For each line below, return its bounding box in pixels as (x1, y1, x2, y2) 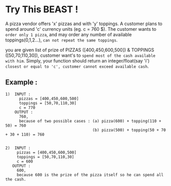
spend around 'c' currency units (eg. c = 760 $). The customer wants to (5, 26, 157, 32)
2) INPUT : (5, 145, 31, 151)
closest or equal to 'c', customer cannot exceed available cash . (5, 63, 149, 69)
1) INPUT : (5, 91, 31, 97)
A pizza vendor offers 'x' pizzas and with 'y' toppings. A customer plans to (5, 20, 163, 27)
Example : (5, 78, 37, 87)
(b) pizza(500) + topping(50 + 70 (92, 127, 166, 133)
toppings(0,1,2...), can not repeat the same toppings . (5, 37, 118, 43)
